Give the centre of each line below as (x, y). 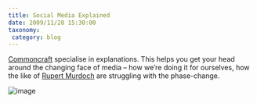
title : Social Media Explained (59, 15)
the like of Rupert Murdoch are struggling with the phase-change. (114, 76)
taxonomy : (24, 30)
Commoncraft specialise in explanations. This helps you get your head (121, 59)
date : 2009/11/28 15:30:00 (52, 23)
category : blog (36, 37)
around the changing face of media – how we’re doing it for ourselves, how (129, 68)
